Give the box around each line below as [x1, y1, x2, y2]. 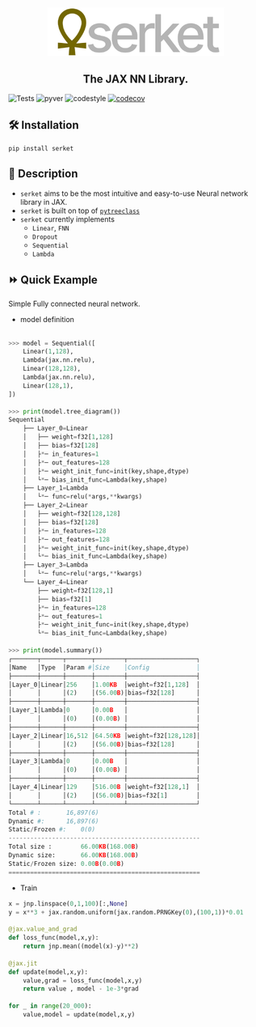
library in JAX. [19, 197, 68, 206]
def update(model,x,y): [8, 968, 89, 976]
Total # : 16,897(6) [8, 808, 99, 817]
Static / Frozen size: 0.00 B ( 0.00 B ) [8, 859, 125, 868]
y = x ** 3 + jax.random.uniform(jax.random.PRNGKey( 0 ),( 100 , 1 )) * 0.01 [8, 908, 244, 916]
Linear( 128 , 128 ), [23, 365, 82, 373]
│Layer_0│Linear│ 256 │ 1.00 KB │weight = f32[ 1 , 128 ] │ [8, 681, 200, 689]
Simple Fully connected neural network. [8, 299, 141, 308]
